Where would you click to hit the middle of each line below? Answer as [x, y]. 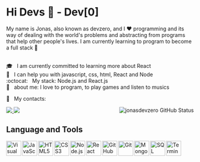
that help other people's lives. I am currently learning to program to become [99, 41]
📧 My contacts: [26, 98]
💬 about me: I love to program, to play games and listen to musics [88, 87]
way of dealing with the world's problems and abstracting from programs [96, 35]
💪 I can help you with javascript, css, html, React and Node [80, 74]
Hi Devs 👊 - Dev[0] [53, 12]
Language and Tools [45, 130]
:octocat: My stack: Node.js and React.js [57, 80]
